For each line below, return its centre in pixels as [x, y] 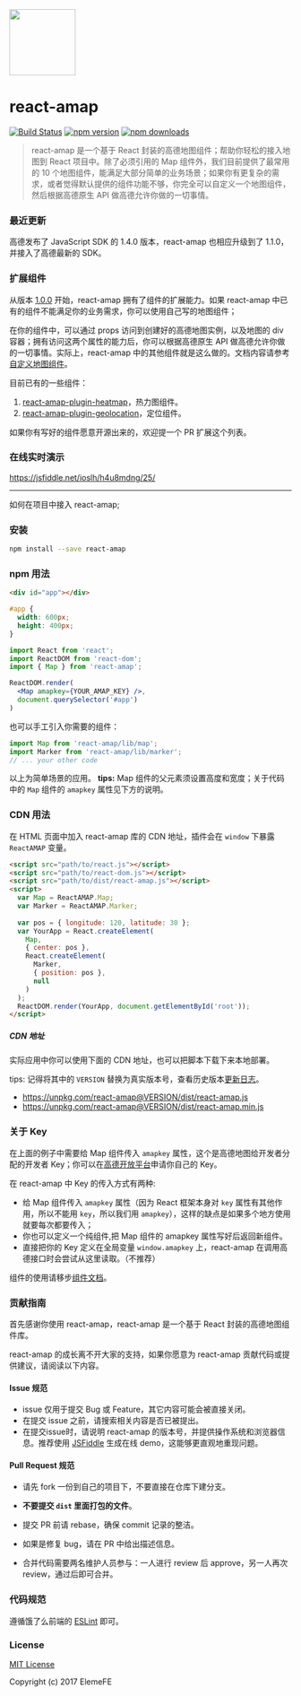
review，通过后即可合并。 [70, 1574]
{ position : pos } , [69, 973]
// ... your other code [54, 760]
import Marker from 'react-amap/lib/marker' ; [95, 752]
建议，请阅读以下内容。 [60, 1365]
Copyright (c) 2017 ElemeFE [60, 1682]
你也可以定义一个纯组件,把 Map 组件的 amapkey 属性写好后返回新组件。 [155, 1236]
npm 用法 [30, 573]
